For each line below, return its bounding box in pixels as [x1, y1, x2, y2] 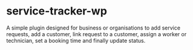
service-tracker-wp [6, 4, 108, 18]
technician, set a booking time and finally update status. [6, 37, 146, 44]
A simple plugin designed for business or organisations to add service [6, 24, 180, 31]
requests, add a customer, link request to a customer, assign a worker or [6, 30, 187, 37]
